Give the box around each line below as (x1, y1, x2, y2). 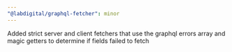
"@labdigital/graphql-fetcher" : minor (7, 10, 120, 17)
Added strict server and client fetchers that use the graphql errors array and (7, 29, 226, 37)
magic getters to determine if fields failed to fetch (7, 36, 150, 45)
